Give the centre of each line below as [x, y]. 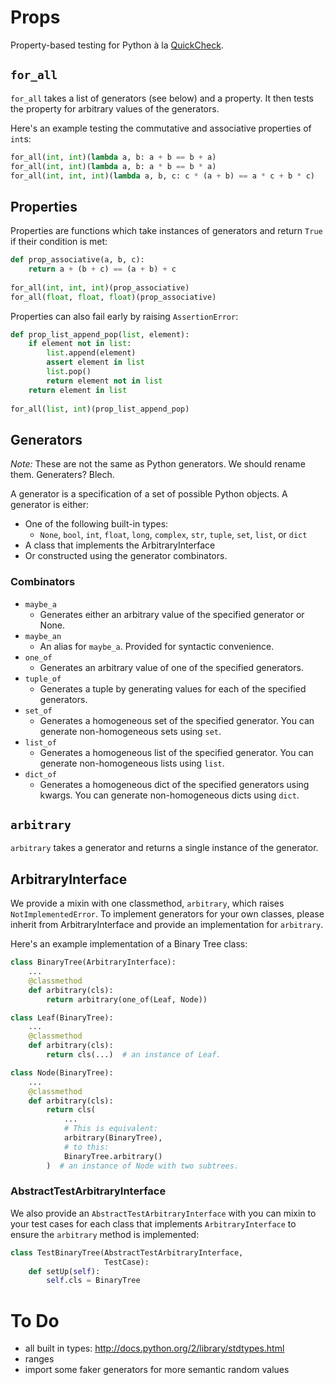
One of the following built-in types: [96, 524]
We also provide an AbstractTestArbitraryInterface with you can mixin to [163, 1213]
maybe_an [43, 636]
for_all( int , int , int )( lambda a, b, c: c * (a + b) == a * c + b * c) [162, 176]
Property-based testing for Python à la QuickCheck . [117, 45]
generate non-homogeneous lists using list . [132, 763]
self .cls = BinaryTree [93, 1281]
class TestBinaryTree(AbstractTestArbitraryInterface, [127, 1252]
